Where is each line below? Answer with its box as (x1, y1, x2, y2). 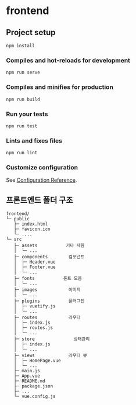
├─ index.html (13, 221, 48, 227)
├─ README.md (13, 378, 45, 384)
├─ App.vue (13, 373, 41, 379)
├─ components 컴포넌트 (13, 254, 85, 260)
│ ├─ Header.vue (13, 259, 56, 265)
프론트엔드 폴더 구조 (6, 195, 73, 205)
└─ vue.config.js (13, 393, 56, 400)
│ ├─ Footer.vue (13, 264, 56, 270)
